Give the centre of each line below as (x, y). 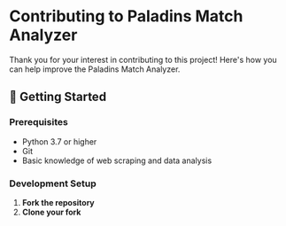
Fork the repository (58, 202)
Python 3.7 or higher (59, 141)
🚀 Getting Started (58, 97)
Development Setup (53, 183)
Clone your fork (51, 212)
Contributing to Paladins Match (126, 16)
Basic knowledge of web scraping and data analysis (117, 160)
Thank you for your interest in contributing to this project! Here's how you (143, 59)
